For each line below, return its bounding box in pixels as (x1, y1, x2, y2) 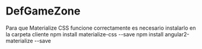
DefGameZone (5, 4, 81, 18)
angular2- (165, 30, 190, 38)
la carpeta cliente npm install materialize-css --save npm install (5, 30, 164, 38)
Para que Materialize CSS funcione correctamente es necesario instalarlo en (5, 24, 196, 31)
